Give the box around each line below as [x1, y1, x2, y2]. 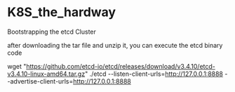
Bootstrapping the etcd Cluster [7, 27, 97, 36]
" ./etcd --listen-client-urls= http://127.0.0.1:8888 [84, 70, 223, 78]
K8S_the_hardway [7, 4, 116, 20]
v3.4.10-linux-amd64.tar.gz [7, 70, 86, 78]
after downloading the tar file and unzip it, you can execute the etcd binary [7, 41, 223, 49]
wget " [7, 62, 27, 70]
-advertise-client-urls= [7, 77, 74, 85]
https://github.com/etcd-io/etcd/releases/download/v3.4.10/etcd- [26, 62, 216, 70]
